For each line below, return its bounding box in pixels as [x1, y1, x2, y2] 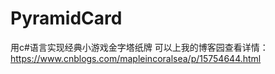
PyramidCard [10, 7, 123, 30]
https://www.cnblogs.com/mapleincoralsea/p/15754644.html [10, 52, 262, 64]
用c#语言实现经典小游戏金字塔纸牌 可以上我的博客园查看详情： [10, 41, 269, 53]
